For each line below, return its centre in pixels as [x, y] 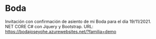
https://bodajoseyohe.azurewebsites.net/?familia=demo [61, 31]
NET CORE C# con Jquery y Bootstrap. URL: [49, 26]
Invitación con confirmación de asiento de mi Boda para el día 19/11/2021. [78, 21]
